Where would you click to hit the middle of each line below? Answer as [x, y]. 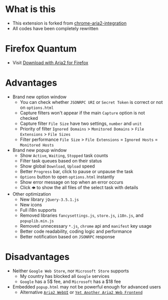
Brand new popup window [40, 150]
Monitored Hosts [37, 145]
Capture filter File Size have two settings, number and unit [81, 123]
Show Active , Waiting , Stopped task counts [64, 155]
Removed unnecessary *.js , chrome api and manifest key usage [86, 226]
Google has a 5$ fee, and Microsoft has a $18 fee [70, 281]
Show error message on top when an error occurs [72, 182]
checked [29, 118]
